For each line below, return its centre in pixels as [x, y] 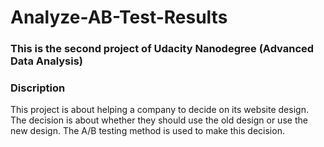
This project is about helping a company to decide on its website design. [159, 110]
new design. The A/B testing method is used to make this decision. [147, 131]
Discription [38, 88]
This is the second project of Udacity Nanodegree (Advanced [162, 49]
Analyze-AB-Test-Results [119, 17]
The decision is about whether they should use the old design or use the [159, 120]
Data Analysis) [47, 61]
